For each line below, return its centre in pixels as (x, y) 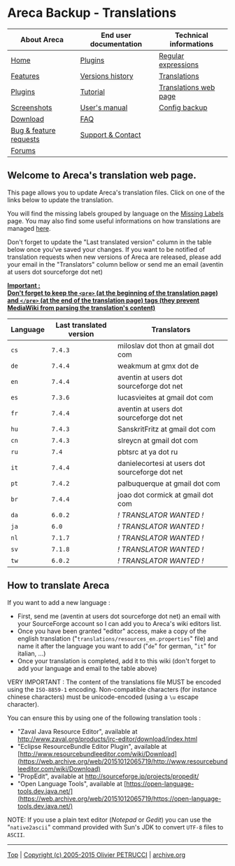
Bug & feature (33, 130)
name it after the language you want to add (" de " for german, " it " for (117, 646)
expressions (179, 65)
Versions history (107, 76)
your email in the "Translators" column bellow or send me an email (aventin (115, 264)
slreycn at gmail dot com (158, 440)
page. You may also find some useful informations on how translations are (114, 221)
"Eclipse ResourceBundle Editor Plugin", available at (92, 746)
